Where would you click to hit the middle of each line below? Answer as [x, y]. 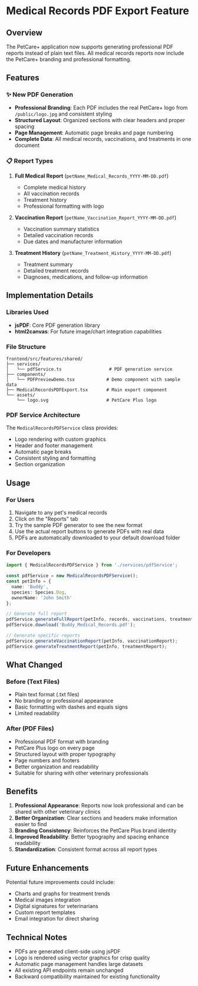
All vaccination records [51, 194]
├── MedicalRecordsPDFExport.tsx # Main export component [87, 390]
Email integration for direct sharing [57, 919]
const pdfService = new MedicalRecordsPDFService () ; [72, 576]
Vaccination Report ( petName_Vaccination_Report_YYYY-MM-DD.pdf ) [95, 217]
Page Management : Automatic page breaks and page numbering [94, 132]
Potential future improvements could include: [61, 882]
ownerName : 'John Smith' [42, 598]
